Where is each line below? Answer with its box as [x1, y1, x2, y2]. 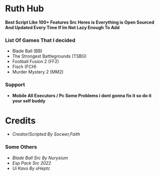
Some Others [5, 143, 37, 150]
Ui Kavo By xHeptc [12, 165, 51, 171]
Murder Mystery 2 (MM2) [12, 69, 64, 75]
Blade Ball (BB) [12, 48, 43, 54]
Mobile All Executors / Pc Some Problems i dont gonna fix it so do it [12, 92, 152, 99]
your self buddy [12, 98, 46, 104]
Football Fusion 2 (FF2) [12, 59, 59, 65]
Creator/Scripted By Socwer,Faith [12, 131, 80, 137]
